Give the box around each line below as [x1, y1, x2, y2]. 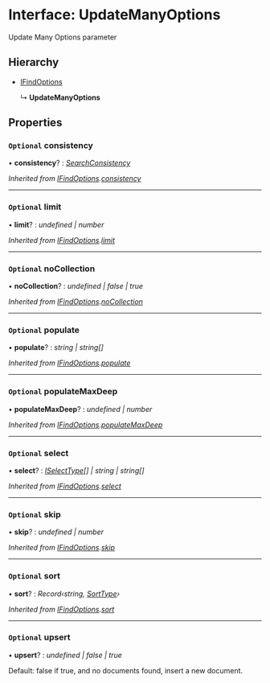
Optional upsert [8, 632, 71, 643]
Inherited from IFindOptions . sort [8, 604, 115, 614]
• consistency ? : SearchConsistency [8, 158, 131, 168]
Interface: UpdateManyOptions [8, 6, 221, 24]
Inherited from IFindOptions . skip [8, 543, 115, 553]
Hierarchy [8, 56, 59, 69]
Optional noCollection [8, 263, 96, 274]
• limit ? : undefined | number [8, 220, 104, 229]
